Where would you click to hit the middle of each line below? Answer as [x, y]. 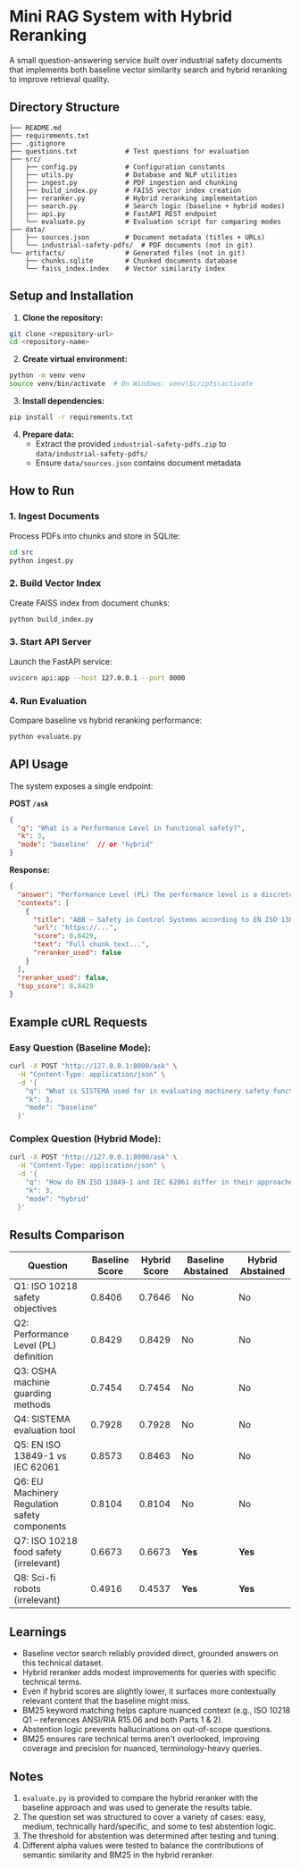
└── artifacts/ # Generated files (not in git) [127, 253]
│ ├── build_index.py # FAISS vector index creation [125, 190]
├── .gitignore [37, 143]
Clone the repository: [62, 317]
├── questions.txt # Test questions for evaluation [129, 151]
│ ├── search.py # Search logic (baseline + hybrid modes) [147, 206]
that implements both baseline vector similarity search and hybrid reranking [148, 70]
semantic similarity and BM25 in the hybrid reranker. [118, 1855]
